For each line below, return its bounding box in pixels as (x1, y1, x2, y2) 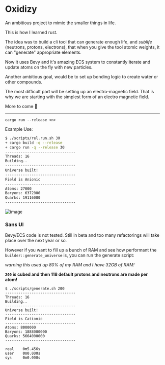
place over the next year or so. (5, 238, 67, 244)
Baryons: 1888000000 (5, 329, 48, 334)
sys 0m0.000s (5, 355, 41, 361)
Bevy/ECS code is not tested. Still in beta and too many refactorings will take (5, 232, 160, 238)
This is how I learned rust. (5, 29, 57, 35)
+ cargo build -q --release (5, 140, 63, 145)
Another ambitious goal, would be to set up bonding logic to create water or (5, 73, 159, 79)
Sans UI (5, 221, 24, 228)
